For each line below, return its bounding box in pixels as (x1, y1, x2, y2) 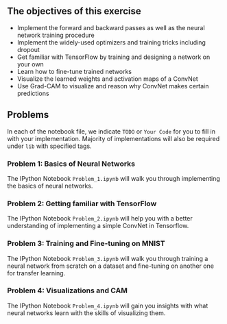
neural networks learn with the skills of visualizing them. (7, 308, 166, 317)
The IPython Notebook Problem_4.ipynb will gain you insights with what (7, 301, 208, 310)
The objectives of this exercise (7, 5, 142, 17)
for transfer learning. (7, 269, 66, 277)
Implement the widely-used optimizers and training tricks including (16, 38, 206, 47)
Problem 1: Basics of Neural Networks (7, 159, 136, 169)
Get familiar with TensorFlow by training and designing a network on (16, 53, 211, 61)
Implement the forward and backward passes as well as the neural (16, 23, 205, 32)
